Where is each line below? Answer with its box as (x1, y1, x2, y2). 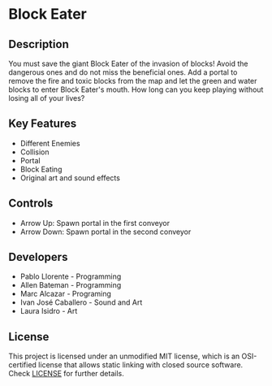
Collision (19, 147, 50, 157)
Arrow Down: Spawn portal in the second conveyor (19, 227, 192, 236)
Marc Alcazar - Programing (19, 289, 112, 299)
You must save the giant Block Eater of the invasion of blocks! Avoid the (8, 59, 248, 68)
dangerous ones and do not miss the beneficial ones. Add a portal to (8, 67, 238, 77)
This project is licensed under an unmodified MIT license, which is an (8, 351, 240, 362)
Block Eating (19, 164, 63, 174)
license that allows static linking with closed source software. (37, 360, 244, 370)
